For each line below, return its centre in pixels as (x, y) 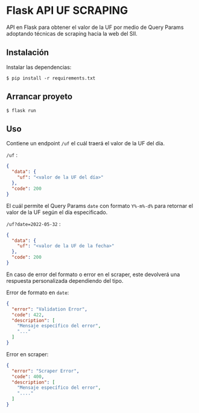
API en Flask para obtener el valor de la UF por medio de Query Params (95, 27)
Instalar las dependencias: (39, 67)
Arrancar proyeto (39, 97)
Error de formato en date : (38, 292)
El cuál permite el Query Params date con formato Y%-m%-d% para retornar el (100, 206)
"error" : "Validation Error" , (49, 309)
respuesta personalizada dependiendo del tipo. (65, 280)
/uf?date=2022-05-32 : (34, 224)
